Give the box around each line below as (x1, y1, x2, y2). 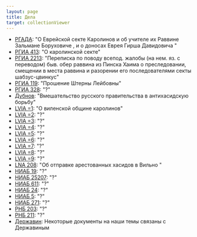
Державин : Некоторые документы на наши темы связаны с (14, 218, 166, 225)
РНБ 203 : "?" (14, 205, 47, 213)
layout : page (6, 8, 38, 15)
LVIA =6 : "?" (14, 137, 45, 144)
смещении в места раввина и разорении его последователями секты (14, 67, 192, 74)
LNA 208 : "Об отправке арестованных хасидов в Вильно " (14, 161, 162, 168)
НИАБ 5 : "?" (14, 193, 45, 200)
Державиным (14, 224, 50, 231)
